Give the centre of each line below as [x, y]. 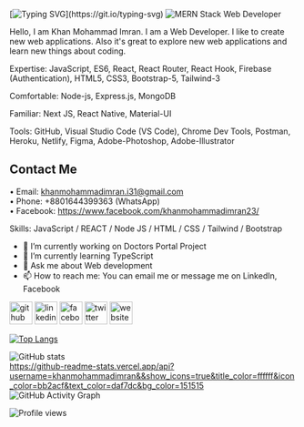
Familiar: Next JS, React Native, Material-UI [91, 113]
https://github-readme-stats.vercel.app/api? [92, 366]
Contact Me [43, 170]
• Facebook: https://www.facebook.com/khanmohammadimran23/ [134, 210]
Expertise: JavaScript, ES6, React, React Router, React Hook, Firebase [141, 69]
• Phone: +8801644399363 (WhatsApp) [85, 201]
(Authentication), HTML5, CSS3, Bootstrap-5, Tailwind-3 [115, 78]
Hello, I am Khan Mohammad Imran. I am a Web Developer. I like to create [147, 31]
